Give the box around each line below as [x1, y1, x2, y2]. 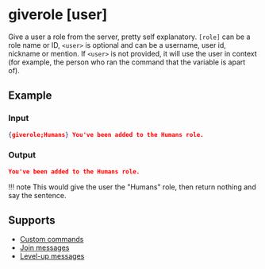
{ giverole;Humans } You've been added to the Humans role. [8, 131, 204, 138]
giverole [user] [8, 6, 108, 24]
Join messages [19, 243, 70, 252]
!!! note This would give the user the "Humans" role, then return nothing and [8, 181, 256, 192]
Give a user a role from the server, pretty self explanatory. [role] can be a [8, 32, 251, 41]
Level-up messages [19, 251, 85, 261]
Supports [8, 213, 56, 228]
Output [8, 150, 36, 161]
